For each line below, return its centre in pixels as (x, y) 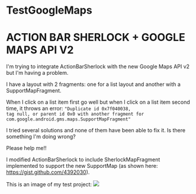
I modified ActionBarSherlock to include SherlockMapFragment (83, 160)
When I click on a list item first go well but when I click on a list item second (98, 102)
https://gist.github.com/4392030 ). (48, 172)
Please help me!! (26, 148)
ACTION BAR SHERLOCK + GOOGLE (96, 38)
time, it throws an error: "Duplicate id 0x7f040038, (69, 109)
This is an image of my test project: (49, 185)
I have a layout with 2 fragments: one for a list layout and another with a (93, 84)
